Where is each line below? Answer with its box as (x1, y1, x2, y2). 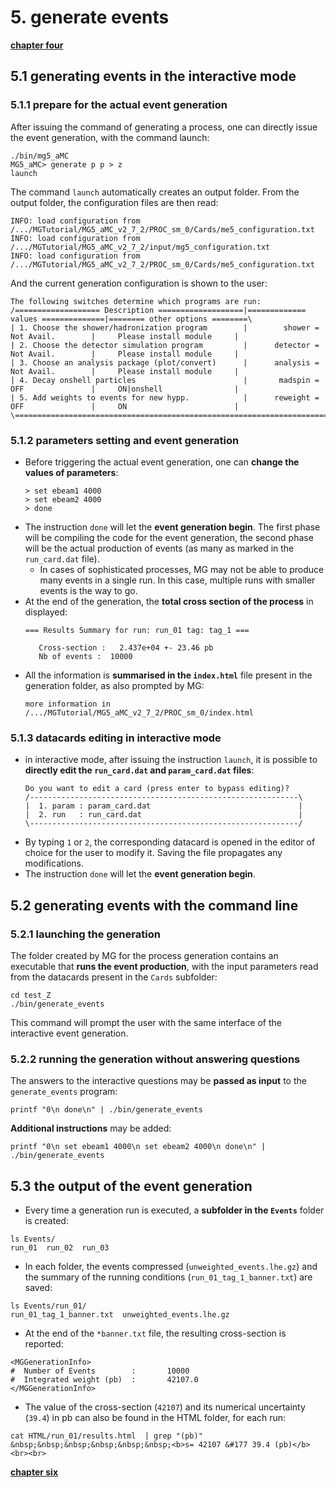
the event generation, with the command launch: (10, 131, 210, 143)
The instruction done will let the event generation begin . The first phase (24, 521, 321, 533)
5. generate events (10, 6, 170, 29)
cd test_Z (10, 990, 52, 1000)
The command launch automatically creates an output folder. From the (10, 186, 300, 198)
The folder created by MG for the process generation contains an (10, 949, 279, 961)
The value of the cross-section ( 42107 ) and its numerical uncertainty (24, 1401, 306, 1413)
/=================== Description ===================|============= (10, 305, 307, 315)
